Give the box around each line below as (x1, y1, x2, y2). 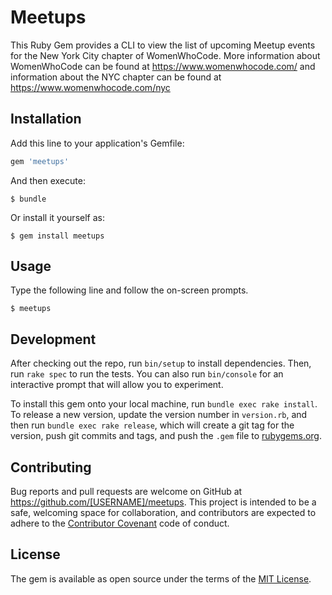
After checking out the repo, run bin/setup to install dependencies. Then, (10, 357, 312, 370)
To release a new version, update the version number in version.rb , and (10, 409, 308, 421)
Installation (10, 111, 82, 128)
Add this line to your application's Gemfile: (10, 137, 185, 149)
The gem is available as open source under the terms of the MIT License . (10, 572, 312, 585)
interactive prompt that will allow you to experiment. (10, 379, 224, 391)
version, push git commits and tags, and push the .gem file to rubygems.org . (10, 430, 323, 442)
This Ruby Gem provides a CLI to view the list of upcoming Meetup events (10, 39, 316, 51)
